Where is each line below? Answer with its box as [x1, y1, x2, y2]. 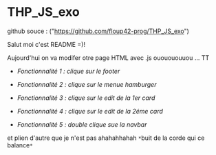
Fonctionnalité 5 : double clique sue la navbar [17, 120, 147, 128]
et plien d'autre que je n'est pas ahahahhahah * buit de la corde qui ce [7, 134, 205, 142]
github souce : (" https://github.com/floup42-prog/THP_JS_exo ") [7, 27, 189, 35]
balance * [7, 141, 33, 149]
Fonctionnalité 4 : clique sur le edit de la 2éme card [17, 107, 164, 115]
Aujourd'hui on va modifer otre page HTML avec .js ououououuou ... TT [7, 53, 210, 62]
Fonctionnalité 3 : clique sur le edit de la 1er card [17, 94, 155, 102]
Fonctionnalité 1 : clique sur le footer [17, 67, 120, 75]
